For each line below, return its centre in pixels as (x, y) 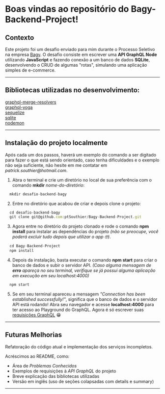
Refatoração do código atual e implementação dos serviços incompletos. (79, 346)
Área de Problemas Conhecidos (44, 366)
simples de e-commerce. (30, 70)
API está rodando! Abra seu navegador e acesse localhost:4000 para (83, 304)
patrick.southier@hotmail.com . (36, 170)
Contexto (20, 38)
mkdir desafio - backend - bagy (38, 194)
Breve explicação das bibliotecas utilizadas (56, 376)
